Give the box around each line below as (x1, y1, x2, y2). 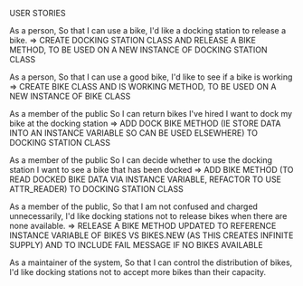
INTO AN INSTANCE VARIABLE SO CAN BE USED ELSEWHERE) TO (9, 128, 259, 138)
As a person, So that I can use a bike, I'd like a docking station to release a (9, 25, 287, 35)
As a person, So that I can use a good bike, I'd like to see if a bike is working (9, 71, 293, 82)
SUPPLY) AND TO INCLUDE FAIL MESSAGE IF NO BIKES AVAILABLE (9, 240, 264, 250)
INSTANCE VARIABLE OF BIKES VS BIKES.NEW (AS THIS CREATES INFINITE (9, 230, 294, 241)
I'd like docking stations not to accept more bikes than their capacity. (9, 267, 267, 277)
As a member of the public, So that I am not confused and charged (9, 201, 258, 212)
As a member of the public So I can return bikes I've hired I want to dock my (9, 109, 292, 119)
